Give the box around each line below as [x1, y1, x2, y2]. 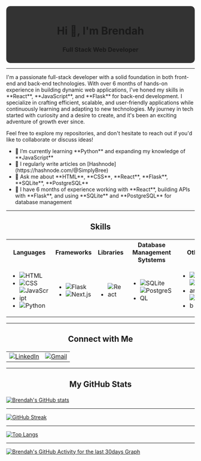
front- [174, 74, 190, 81]
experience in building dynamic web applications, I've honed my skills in [6, 86, 184, 93]
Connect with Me [68, 334, 133, 344]
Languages [13, 248, 46, 256]
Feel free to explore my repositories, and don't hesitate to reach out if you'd [6, 130, 193, 137]
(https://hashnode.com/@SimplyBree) [14, 167, 109, 174]
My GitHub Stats [69, 379, 132, 389]
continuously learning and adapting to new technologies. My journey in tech [6, 105, 193, 113]
